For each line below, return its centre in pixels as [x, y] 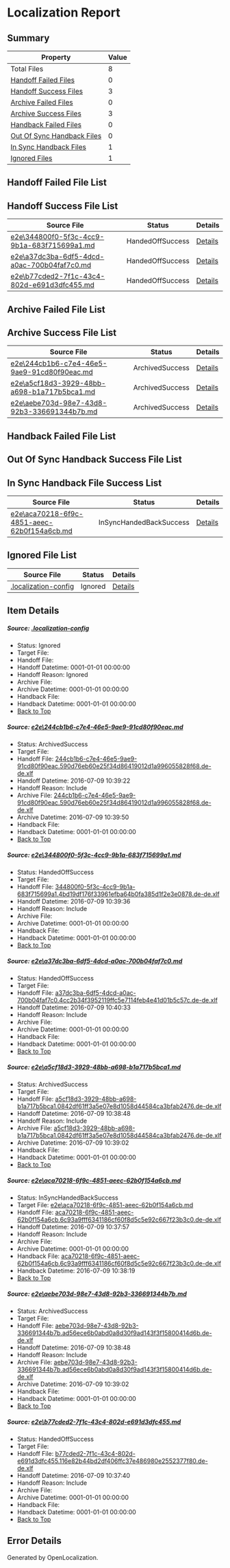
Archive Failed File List [56, 310]
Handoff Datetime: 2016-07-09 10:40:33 [74, 1007]
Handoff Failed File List [57, 182]
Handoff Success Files [47, 91]
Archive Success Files [46, 113]
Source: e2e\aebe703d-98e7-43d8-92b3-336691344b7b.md [97, 1294]
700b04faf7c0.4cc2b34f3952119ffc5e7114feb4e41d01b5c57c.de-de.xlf [117, 1000]
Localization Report [64, 13]
